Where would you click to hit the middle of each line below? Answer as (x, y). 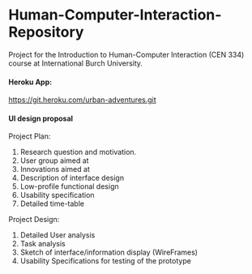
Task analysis (43, 244)
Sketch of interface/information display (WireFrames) (109, 252)
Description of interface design (72, 178)
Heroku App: (30, 82)
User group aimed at (54, 161)
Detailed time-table (52, 203)
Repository (46, 32)
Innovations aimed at (55, 169)
